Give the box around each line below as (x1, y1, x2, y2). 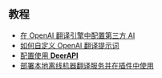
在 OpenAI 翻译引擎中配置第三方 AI (19, 31, 136, 40)
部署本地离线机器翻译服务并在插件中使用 (19, 60, 154, 70)
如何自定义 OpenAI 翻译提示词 (19, 40, 119, 50)
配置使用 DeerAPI (19, 51, 79, 60)
